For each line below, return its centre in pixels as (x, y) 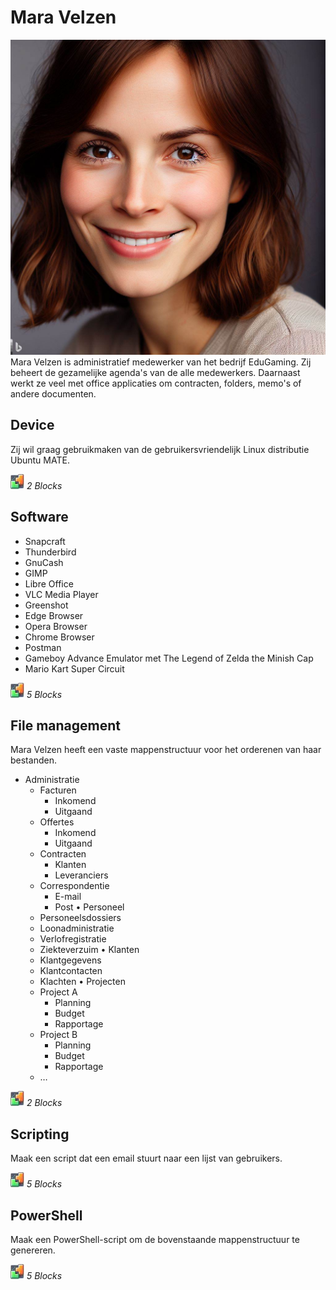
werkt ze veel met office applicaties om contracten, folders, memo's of (156, 383)
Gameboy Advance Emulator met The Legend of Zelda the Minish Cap (169, 658)
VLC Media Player (61, 594)
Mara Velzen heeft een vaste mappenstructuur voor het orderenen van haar (166, 750)
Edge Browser (54, 615)
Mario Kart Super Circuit (74, 668)
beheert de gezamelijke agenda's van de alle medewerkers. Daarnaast (155, 372)
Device (32, 425)
